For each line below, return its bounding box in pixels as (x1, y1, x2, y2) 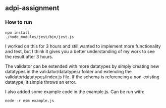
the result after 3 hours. (5, 54, 54, 59)
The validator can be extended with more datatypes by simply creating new (5, 63, 160, 69)
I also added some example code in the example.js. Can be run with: (5, 89, 145, 95)
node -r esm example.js (5, 98, 55, 103)
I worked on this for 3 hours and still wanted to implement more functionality (5, 43, 161, 49)
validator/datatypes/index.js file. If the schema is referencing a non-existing (5, 74, 160, 80)
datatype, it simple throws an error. (5, 79, 77, 85)
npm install (5, 30, 30, 35)
